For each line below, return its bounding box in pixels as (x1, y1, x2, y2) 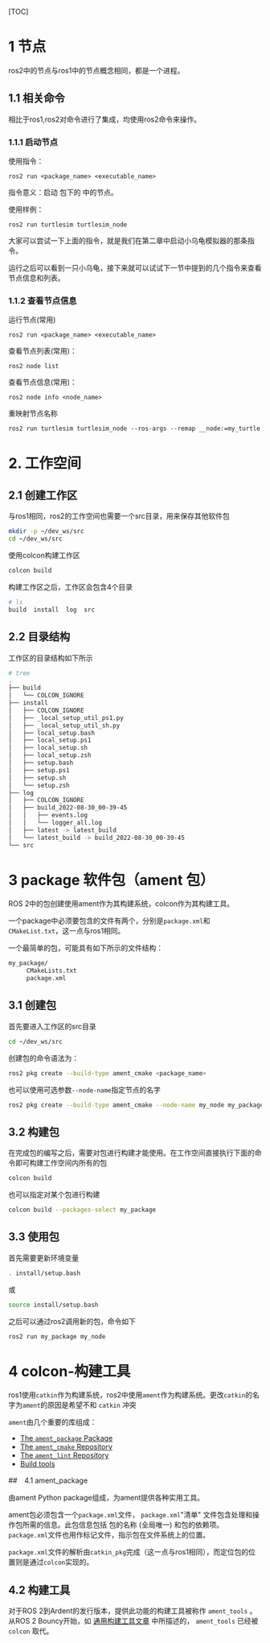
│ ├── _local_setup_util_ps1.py (8, 714, 125, 722)
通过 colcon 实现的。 (29, 1558, 94, 1567)
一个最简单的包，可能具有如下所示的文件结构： (8, 943, 163, 953)
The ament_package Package (19, 1434, 113, 1443)
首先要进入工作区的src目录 (8, 1021, 96, 1031)
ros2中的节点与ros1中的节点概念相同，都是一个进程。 (8, 65, 185, 75)
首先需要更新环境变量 (8, 1252, 79, 1263)
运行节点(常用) (8, 315, 56, 325)
